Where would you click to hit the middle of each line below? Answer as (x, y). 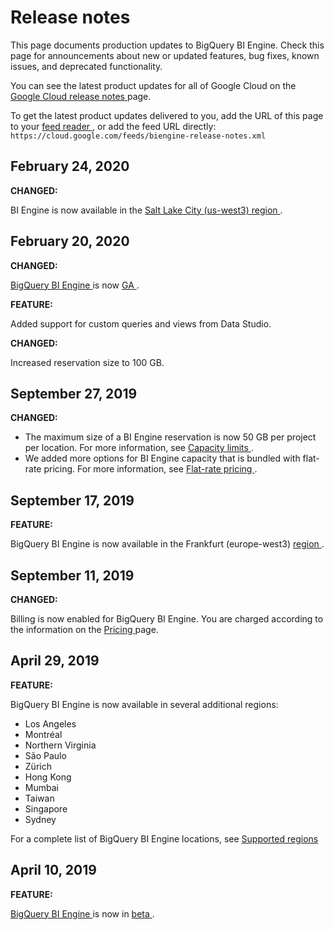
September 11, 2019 (72, 575)
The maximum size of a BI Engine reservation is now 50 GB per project (170, 437)
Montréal (43, 734)
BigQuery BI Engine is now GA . (75, 285)
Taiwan (39, 798)
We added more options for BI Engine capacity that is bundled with (162, 458)
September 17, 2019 (72, 500)
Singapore (46, 808)
